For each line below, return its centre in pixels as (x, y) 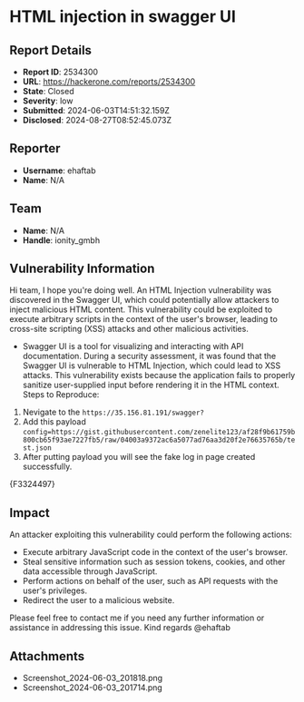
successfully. (47, 467)
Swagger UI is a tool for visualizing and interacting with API (133, 346)
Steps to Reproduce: (61, 395)
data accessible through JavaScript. (90, 571)
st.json (37, 448)
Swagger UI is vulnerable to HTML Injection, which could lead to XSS (152, 366)
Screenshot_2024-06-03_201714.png (93, 687)
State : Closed (48, 91)
